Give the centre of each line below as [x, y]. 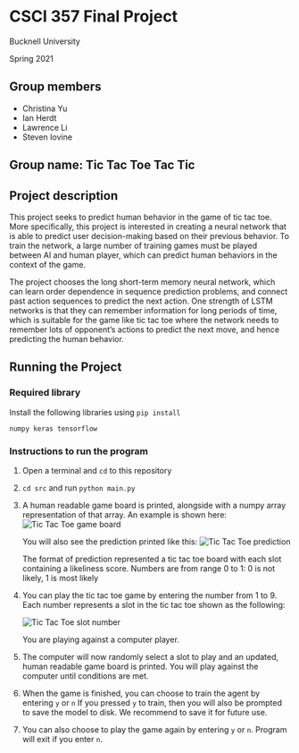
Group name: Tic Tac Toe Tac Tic [102, 165]
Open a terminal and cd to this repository [97, 470]
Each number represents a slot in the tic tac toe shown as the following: [154, 604]
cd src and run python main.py [79, 488]
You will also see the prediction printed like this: [110, 541]
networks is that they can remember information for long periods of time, [143, 310]
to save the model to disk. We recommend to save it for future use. [145, 712]
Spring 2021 [31, 58]
